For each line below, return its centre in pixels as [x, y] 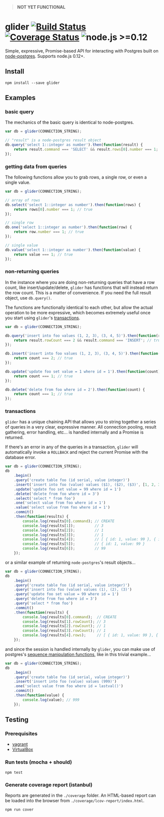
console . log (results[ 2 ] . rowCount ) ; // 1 [64, 626]
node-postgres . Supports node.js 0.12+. [45, 56]
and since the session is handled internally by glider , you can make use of [80, 649]
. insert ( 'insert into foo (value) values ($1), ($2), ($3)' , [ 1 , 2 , [85, 485]
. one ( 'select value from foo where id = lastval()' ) [69, 686]
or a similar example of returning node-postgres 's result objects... [70, 562]
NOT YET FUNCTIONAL [41, 7]
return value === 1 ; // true [43, 255]
